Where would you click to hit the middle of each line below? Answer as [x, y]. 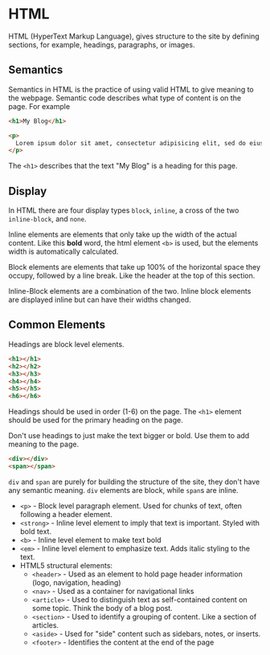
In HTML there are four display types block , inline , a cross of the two [124, 210]
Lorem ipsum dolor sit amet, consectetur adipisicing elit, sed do [131, 143]
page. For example [39, 106]
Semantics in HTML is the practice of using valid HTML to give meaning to [131, 89]
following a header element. [66, 514]
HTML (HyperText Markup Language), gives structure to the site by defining [134, 36]
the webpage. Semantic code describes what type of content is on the [125, 98]
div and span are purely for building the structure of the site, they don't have [134, 482]
